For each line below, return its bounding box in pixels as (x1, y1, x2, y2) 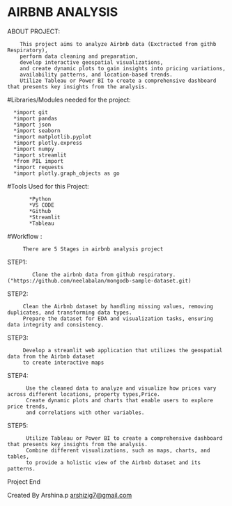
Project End (7, 477, 40, 486)
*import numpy (13, 145, 54, 152)
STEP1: (7, 258, 28, 266)
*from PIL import (13, 157, 64, 164)
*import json (13, 121, 52, 128)
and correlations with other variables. (25, 409, 145, 416)
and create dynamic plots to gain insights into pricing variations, (20, 65, 226, 72)
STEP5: (7, 421, 29, 429)
